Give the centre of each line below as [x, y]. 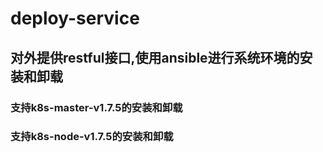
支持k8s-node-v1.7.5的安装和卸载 [92, 137]
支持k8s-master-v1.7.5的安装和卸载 [96, 107]
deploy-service [75, 18]
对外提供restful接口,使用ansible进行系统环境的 [155, 57]
